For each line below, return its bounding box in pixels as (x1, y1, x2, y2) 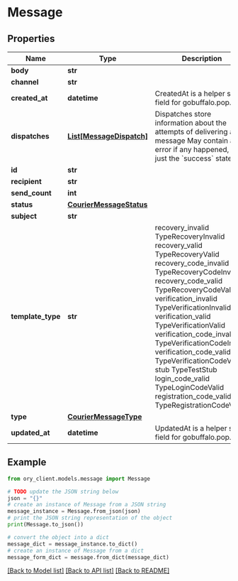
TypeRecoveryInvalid (154, 232, 225, 241)
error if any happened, (154, 145, 229, 154)
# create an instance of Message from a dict (7, 547, 144, 554)
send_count (11, 188, 52, 197)
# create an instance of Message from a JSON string (7, 501, 166, 509)
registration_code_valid (154, 391, 232, 401)
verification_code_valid (154, 347, 232, 357)
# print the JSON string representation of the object (7, 514, 173, 522)
